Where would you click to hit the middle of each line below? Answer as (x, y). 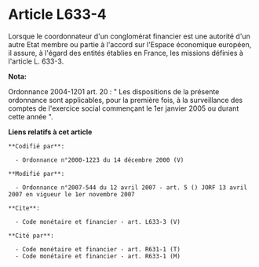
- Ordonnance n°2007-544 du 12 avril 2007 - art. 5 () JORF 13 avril (131, 187)
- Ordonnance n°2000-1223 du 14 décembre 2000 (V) (100, 160)
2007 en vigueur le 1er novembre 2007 (71, 194)
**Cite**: (24, 208)
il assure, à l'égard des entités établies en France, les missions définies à (126, 53)
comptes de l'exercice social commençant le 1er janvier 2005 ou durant (124, 108)
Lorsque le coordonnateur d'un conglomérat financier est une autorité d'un (129, 36)
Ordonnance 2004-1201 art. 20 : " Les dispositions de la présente (114, 91)
